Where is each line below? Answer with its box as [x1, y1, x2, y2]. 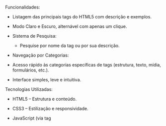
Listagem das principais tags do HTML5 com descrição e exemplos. [12, 14, 152, 19]
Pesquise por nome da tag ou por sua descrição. [19, 43, 120, 49]
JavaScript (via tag [12, 115, 51, 121]
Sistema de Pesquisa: [12, 33, 57, 39]
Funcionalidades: [5, 4, 40, 10]
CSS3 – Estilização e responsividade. [12, 106, 88, 111]
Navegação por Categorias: [12, 52, 69, 58]
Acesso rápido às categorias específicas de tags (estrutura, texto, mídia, [12, 62, 162, 67]
